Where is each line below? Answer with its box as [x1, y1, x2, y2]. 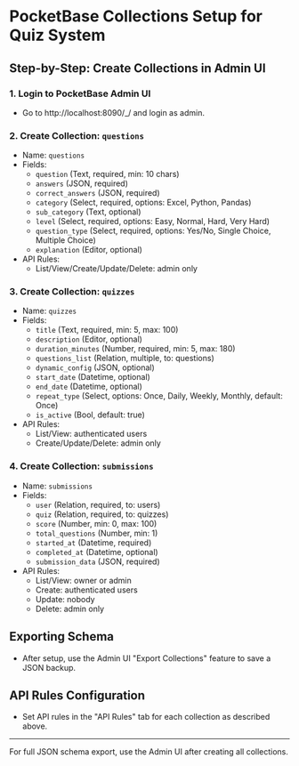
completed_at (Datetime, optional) [35, 546, 158, 557]
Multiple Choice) [35, 235, 96, 246]
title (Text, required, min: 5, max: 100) [35, 325, 179, 335]
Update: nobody [35, 593, 95, 604]
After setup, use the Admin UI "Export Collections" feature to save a [21, 652, 271, 664]
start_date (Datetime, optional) [35, 372, 151, 383]
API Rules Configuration [9, 688, 145, 703]
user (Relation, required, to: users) [35, 499, 161, 510]
